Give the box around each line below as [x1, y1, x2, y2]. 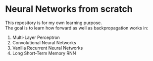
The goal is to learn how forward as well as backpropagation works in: [5, 25, 149, 30]
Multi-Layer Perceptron [12, 34, 60, 40]
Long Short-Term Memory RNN [12, 50, 76, 56]
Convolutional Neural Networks [12, 39, 77, 45]
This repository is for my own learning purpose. [5, 20, 102, 26]
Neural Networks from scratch [5, 3, 133, 15]
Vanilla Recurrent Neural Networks [12, 45, 83, 51]
